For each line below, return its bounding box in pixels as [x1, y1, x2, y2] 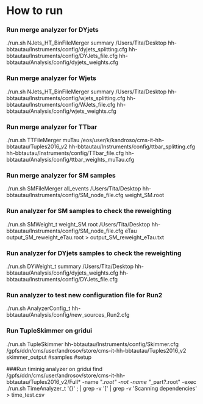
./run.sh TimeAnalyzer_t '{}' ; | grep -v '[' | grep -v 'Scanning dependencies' [6, 384, 197, 392]
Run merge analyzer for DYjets [6, 26, 99, 34]
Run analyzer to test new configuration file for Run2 [6, 290, 163, 299]
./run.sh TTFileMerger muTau [6, 137, 80, 144]
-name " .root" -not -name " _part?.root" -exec [82, 378, 197, 385]
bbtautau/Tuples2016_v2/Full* [6, 378, 81, 385]
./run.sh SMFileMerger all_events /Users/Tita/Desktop [6, 185, 141, 192]
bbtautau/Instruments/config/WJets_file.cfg [6, 101, 116, 108]
